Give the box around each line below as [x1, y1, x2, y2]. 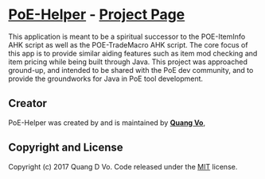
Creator [8, 97, 48, 110]
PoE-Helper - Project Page [8, 6, 185, 24]
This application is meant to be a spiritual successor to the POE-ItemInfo [8, 32, 246, 41]
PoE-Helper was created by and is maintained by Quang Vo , [8, 117, 205, 128]
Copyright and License [8, 141, 123, 154]
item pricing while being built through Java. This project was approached [8, 57, 248, 67]
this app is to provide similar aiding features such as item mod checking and [8, 48, 258, 58]
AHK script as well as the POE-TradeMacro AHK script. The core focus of [8, 40, 248, 49]
